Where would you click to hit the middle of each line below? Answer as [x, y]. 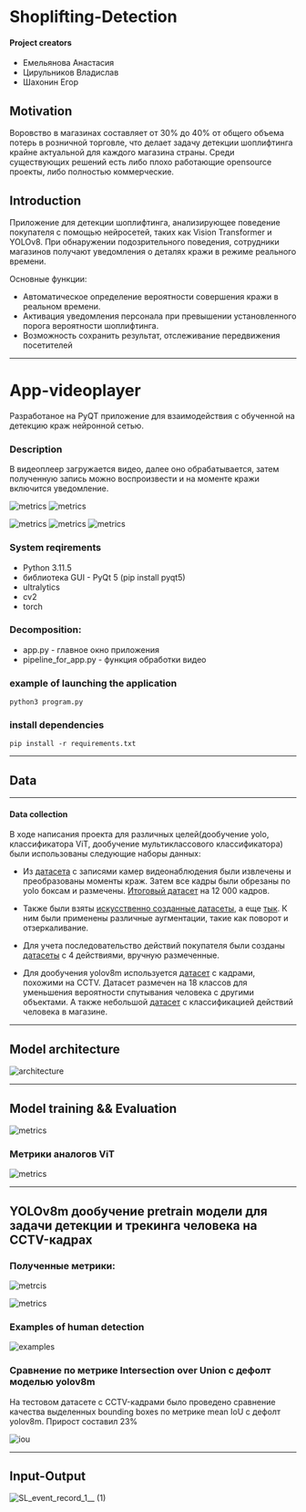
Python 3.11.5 [47, 567]
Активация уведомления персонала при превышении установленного [159, 316]
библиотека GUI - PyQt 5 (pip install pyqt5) [104, 577]
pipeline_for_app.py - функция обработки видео [114, 659]
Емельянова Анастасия [68, 63]
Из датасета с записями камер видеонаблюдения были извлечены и [157, 871]
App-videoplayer [75, 391]
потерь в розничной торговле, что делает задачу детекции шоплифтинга [151, 142]
